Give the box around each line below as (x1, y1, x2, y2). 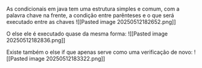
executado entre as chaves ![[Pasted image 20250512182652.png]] (6, 18, 176, 25)
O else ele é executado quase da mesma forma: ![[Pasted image (6, 30, 168, 37)
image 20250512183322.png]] (29, 55, 105, 62)
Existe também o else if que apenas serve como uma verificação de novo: (6, 48, 193, 56)
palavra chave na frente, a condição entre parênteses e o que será (6, 12, 174, 19)
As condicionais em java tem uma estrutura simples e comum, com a (6, 6, 180, 12)
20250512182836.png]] (6, 37, 65, 43)
